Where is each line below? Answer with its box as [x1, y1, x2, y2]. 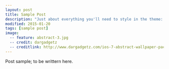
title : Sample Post [5, 12, 46, 17]
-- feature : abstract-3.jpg [10, 35, 69, 40]
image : [5, 30, 19, 35]
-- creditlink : [10, 44, 42, 49]
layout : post [5, 7, 33, 12]
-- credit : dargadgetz [10, 40, 57, 45]
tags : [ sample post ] [5, 26, 49, 31]
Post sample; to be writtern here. [5, 58, 73, 64]
